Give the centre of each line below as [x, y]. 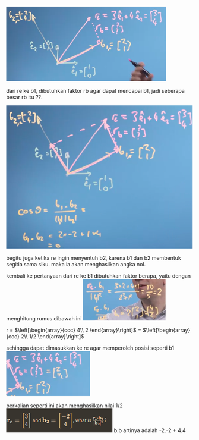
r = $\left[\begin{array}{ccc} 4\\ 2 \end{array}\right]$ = [74, 330]
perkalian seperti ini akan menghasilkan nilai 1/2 [64, 406]
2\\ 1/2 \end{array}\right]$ [53, 336]
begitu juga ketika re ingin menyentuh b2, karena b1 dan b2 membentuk [94, 258]
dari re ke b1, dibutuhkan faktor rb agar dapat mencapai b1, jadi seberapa [96, 91]
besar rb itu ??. [24, 97]
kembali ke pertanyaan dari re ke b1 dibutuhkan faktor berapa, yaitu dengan [99, 276]
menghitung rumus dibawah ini [44, 318]
